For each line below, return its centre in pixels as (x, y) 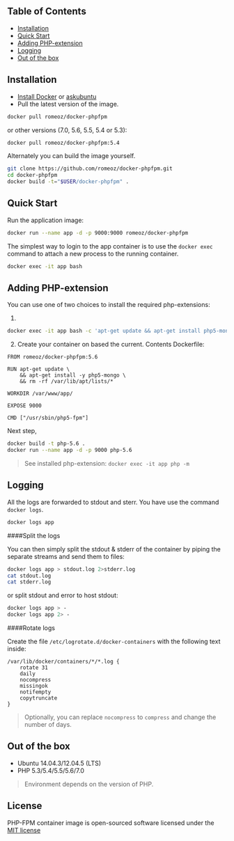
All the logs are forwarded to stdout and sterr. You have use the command (113, 502)
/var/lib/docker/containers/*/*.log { (63, 662)
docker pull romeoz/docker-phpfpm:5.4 (63, 143)
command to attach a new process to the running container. (93, 253)
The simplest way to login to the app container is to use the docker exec (110, 246)
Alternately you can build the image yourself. (71, 156)
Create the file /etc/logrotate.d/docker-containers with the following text (114, 642)
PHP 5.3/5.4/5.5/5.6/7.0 (51, 770)
